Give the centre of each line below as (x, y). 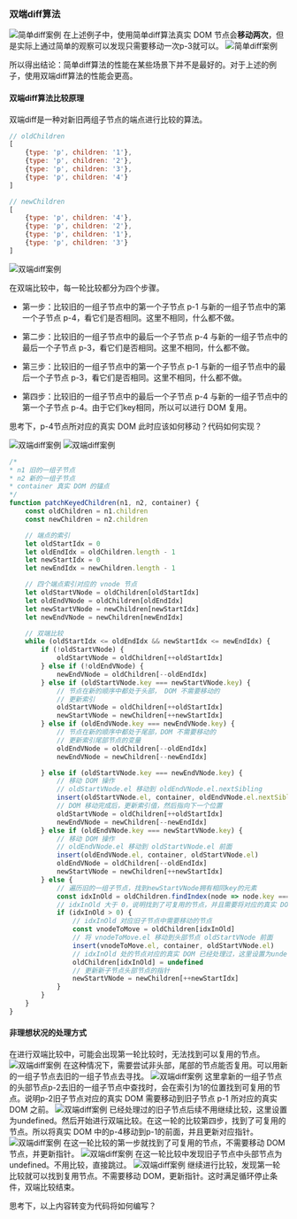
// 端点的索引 (48, 535)
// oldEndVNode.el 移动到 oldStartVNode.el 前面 (144, 847)
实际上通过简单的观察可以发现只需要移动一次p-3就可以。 (120, 46)
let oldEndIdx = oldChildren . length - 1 (100, 552)
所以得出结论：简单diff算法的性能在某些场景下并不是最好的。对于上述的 (139, 65)
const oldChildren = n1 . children (87, 511)
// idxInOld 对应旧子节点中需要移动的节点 (142, 921)
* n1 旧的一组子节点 (42, 470)
